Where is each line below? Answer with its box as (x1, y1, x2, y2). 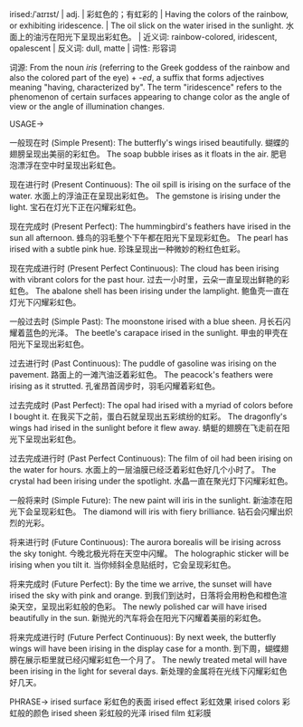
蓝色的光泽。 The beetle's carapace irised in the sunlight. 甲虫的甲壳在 (24, 328, 289, 338)
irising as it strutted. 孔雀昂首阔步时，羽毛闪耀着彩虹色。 (9, 380, 221, 391)
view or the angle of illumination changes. (9, 101, 166, 111)
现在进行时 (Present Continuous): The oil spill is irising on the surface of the (9, 179, 291, 189)
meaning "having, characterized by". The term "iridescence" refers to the (9, 81, 282, 92)
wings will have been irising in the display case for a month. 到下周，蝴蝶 (9, 643, 281, 654)
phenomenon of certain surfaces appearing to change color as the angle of (9, 91, 290, 102)
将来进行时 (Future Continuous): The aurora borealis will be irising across (9, 537, 282, 547)
